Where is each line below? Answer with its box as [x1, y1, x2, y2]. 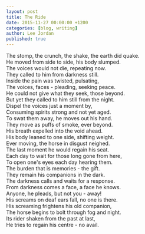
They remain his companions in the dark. [6, 172, 106, 178]
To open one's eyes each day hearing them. [6, 159, 113, 166]
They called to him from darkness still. [6, 71, 99, 78]
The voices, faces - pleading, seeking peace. [6, 84, 116, 90]
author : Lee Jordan [6, 31, 54, 37]
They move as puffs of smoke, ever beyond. [6, 121, 113, 128]
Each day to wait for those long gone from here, [6, 153, 123, 159]
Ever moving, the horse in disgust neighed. [6, 140, 110, 147]
